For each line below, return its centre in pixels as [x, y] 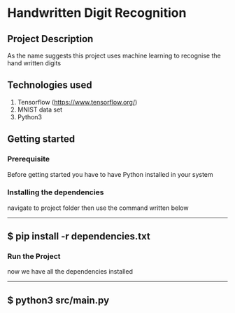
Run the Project [34, 256]
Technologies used [50, 85]
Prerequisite [29, 159]
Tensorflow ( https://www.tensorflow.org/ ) [77, 102]
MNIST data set [40, 109]
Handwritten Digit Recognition [97, 13]
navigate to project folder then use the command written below [98, 208]
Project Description [50, 39]
